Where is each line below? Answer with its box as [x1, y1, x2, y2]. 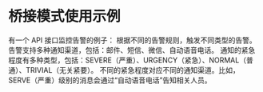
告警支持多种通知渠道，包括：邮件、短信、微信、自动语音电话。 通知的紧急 [8, 45, 256, 54]
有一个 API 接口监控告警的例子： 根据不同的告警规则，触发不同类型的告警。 [8, 35, 257, 45]
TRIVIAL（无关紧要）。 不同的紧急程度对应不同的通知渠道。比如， [25, 65, 240, 74]
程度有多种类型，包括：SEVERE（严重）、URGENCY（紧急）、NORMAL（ [8, 55, 246, 65]
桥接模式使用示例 [8, 7, 122, 26]
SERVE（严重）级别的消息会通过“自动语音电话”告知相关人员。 [8, 75, 212, 85]
